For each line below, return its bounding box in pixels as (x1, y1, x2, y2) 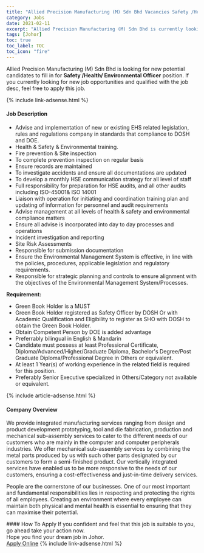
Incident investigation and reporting (15, 234, 104, 241)
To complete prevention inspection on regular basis (15, 156, 144, 163)
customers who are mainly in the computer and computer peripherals (6, 439, 180, 446)
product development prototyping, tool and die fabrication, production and (6, 426, 192, 433)
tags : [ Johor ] (6, 32, 42, 38)
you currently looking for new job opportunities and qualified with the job (6, 78, 189, 85)
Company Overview (6, 406, 58, 413)
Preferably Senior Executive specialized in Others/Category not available (15, 374, 197, 381)
